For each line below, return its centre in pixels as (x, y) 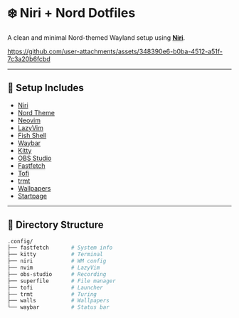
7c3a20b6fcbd (29, 59)
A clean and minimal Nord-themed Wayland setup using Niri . (96, 37)
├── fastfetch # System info (60, 248)
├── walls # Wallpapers (59, 301)
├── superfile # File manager (62, 281)
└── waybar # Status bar (59, 307)
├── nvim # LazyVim (54, 268)
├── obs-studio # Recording (57, 274)
